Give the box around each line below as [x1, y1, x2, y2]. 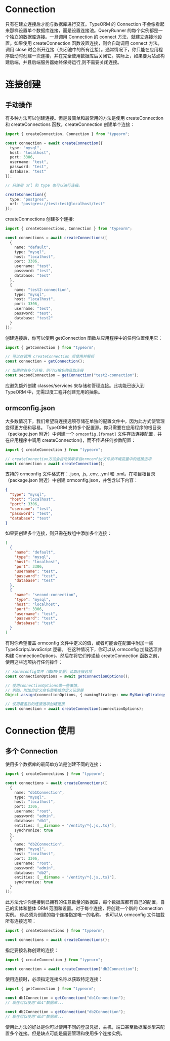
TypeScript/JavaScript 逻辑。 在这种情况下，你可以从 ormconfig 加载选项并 [5, 646, 162, 652]
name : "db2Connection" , [14, 842, 65, 847]
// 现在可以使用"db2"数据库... [5, 1014, 64, 1019]
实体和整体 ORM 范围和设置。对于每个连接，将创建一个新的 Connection [14, 905, 163, 911]
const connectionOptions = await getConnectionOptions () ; [5, 674, 130, 679]
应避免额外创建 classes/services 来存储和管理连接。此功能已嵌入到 [5, 382, 145, 388]
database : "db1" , [14, 818, 51, 823]
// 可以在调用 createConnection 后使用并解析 [5, 354, 95, 359]
